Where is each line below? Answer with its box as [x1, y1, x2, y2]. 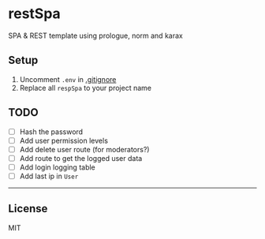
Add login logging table [19, 162, 96, 172]
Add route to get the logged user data [19, 153, 143, 162]
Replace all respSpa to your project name [19, 83, 152, 92]
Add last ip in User [19, 171, 79, 181]
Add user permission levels [19, 136, 109, 145]
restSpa [8, 5, 61, 23]
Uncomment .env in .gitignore [19, 74, 117, 84]
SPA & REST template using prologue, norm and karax [8, 31, 183, 40]
